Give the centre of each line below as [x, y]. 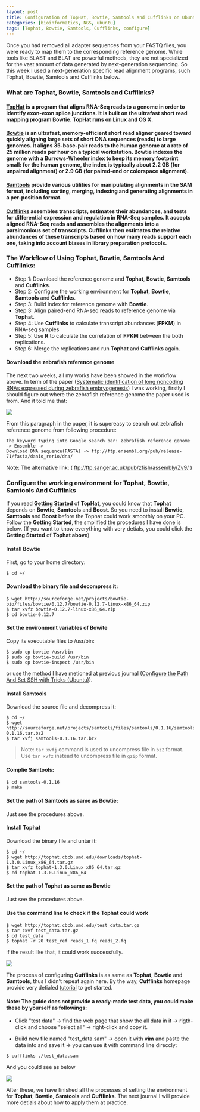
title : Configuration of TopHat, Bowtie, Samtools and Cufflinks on [93, 17]
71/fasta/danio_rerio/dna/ [40, 457]
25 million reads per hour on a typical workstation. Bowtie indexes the [94, 152]
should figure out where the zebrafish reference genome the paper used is [98, 395]
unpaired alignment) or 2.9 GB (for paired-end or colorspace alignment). [98, 171]
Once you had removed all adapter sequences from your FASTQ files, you [96, 45]
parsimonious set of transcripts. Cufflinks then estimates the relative [93, 230]
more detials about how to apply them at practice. [67, 1102]
